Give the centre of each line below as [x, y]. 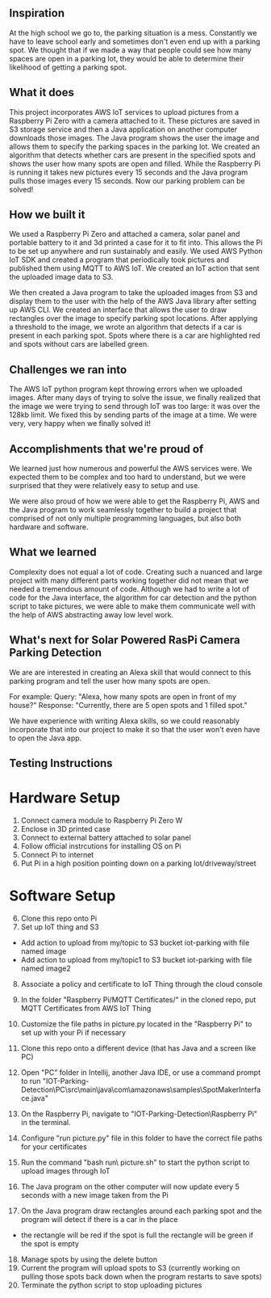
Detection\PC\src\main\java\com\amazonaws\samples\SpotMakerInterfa [141, 1089]
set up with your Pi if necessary [73, 1032]
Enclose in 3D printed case [66, 829]
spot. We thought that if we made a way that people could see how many [131, 50]
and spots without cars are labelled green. [79, 344]
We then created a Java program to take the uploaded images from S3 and [133, 293]
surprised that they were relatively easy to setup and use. [104, 486]
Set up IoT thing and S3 [60, 927]
